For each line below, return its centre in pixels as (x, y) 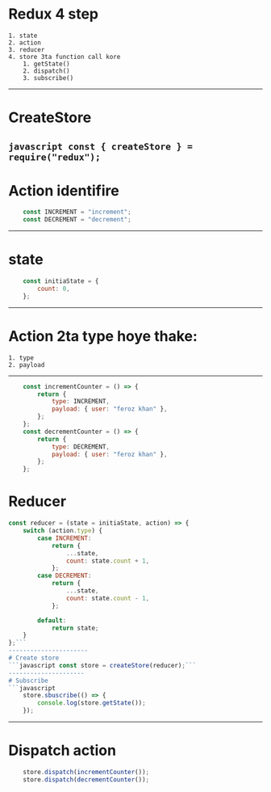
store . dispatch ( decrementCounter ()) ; (86, 779)
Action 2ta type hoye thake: (103, 336)
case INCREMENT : (65, 538)
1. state (23, 36)
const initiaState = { (61, 281)
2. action (25, 42)
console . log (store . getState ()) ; (92, 703)
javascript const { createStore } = (101, 146)
